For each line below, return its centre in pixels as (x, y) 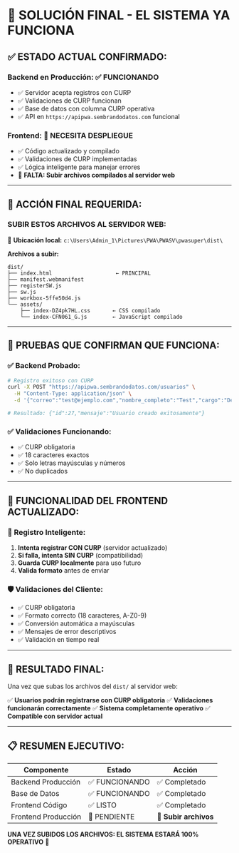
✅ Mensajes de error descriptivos (67, 632)
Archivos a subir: (33, 254)
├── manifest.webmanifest (46, 279)
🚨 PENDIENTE (111, 817)
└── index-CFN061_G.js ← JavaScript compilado (101, 317)
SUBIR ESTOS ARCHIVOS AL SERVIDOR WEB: (87, 225)
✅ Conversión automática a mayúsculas (76, 623)
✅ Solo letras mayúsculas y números (71, 463)
